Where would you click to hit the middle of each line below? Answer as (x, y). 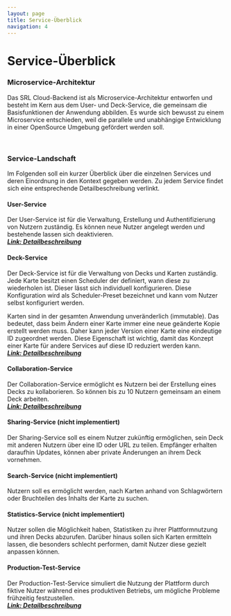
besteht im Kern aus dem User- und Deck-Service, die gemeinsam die (107, 105)
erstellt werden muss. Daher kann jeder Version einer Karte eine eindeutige (114, 331)
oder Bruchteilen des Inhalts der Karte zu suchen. (78, 498)
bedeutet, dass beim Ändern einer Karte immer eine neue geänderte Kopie (114, 323)
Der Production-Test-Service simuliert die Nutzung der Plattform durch (108, 583)
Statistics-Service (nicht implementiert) (66, 514)
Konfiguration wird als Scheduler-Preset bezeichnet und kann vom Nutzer (113, 295)
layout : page (26, 14)
